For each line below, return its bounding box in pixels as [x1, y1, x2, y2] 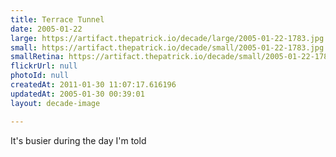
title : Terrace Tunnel [10, 14, 105, 25]
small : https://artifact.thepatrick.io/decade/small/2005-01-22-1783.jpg [10, 42, 325, 53]
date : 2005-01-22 [10, 24, 83, 34]
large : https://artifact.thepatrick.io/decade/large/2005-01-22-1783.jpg [10, 33, 325, 43]
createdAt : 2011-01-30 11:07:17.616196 [10, 80, 177, 90]
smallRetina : [10, 52, 65, 62]
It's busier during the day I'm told [10, 134, 147, 146]
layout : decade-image [10, 98, 101, 108]
